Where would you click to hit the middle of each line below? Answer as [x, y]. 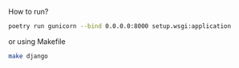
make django [28, 56]
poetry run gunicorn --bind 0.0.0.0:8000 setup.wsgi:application [119, 26]
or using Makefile [37, 41]
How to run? [28, 12]
